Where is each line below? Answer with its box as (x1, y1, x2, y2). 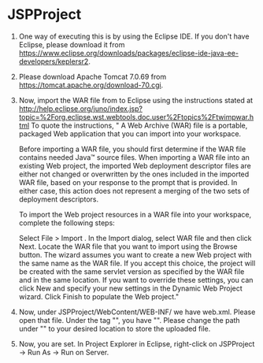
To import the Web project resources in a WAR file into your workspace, (18, 209, 252, 219)
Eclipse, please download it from (18, 39, 125, 49)
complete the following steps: (18, 218, 115, 228)
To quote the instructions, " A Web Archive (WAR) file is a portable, (30, 120, 248, 130)
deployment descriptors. (18, 194, 99, 204)
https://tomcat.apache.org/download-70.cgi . (18, 80, 164, 90)
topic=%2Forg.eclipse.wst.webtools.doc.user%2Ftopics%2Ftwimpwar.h (18, 112, 254, 121)
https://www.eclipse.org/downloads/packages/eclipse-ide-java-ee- (18, 48, 239, 57)
